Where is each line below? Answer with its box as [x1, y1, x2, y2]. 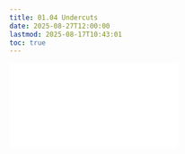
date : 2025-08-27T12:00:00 [9, 21, 110, 30]
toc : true [9, 38, 47, 47]
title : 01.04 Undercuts [9, 13, 99, 22]
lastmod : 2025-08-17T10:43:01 [9, 30, 123, 38]
